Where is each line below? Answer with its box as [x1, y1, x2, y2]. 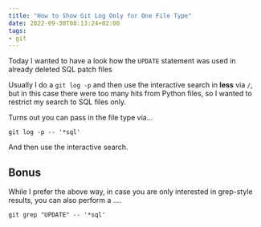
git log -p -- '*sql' [8, 128, 81, 136]
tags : [8, 26, 27, 34]
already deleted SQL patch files [8, 65, 112, 75]
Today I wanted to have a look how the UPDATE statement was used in [8, 56, 236, 66]
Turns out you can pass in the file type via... [8, 113, 153, 123]
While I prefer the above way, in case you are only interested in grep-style [8, 187, 253, 197]
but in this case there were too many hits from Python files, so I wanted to [8, 89, 253, 99]
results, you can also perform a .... [8, 196, 122, 205]
